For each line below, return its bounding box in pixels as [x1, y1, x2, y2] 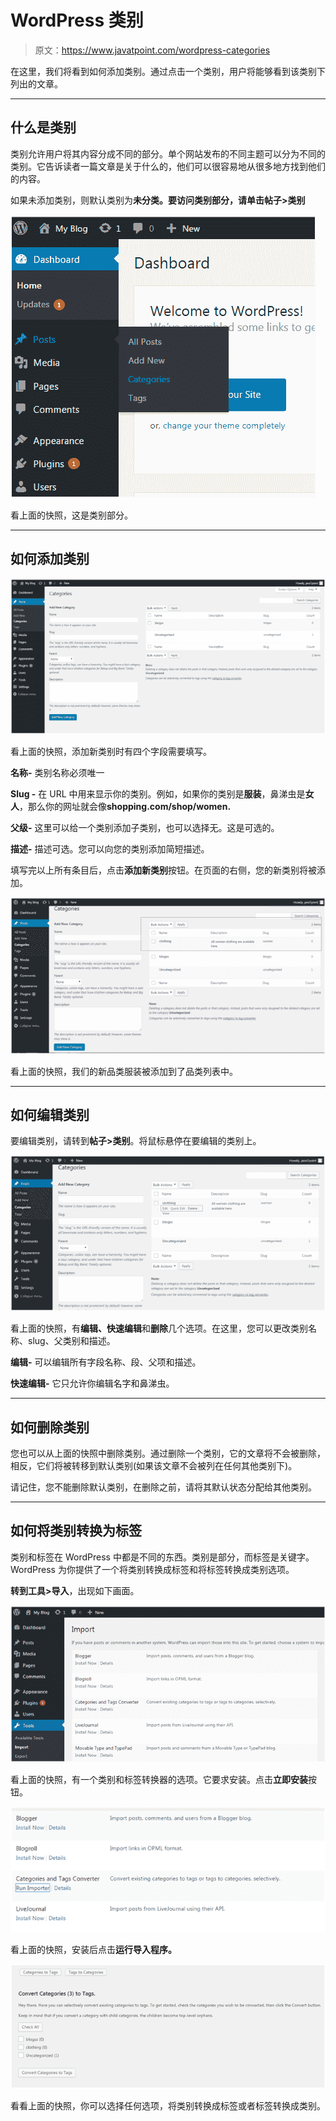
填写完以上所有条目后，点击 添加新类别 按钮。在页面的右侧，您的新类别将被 [10, 864, 317, 876]
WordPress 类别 [10, 9, 144, 32]
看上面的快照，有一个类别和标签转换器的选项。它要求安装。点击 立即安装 [10, 1773, 308, 1785]
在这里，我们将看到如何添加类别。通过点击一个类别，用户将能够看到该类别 [10, 65, 317, 77]
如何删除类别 [10, 1419, 90, 1436]
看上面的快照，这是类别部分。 [10, 509, 133, 521]
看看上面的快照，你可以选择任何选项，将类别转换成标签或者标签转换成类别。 [10, 2100, 326, 2112]
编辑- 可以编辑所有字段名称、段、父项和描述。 [10, 1356, 202, 1368]
